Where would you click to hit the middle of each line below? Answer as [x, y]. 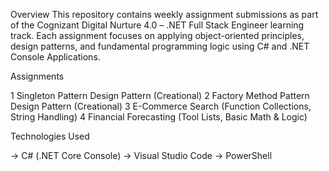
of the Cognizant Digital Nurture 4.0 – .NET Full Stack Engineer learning [157, 25]
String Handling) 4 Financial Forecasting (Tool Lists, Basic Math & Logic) [159, 117]
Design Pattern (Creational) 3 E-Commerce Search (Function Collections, [161, 106]
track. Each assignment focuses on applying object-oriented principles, [157, 35]
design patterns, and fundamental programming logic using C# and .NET [160, 46]
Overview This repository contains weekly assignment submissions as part [164, 14]
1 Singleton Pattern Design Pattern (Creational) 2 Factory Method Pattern [160, 95]
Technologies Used [50, 136]
